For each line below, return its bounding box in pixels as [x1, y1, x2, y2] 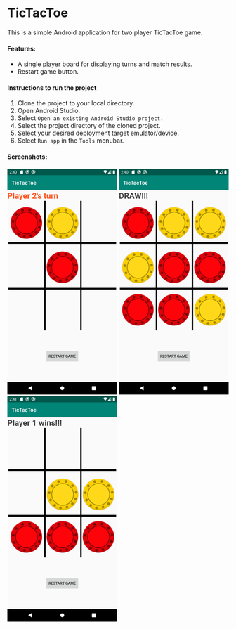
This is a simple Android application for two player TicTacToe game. [7, 28, 203, 37]
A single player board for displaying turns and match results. [17, 60, 192, 68]
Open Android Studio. [17, 107, 81, 115]
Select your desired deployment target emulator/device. [17, 129, 179, 138]
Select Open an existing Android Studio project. [17, 114, 164, 122]
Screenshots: [7, 153, 48, 161]
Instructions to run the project [7, 83, 97, 92]
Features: [7, 44, 37, 53]
